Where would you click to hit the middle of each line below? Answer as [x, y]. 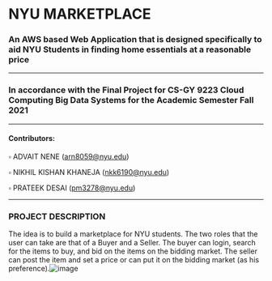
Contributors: [32, 138]
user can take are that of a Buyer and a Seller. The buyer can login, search [132, 243]
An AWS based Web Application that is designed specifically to [135, 40]
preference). [29, 269]
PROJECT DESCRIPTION [57, 216]
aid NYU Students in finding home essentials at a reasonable [130, 49]
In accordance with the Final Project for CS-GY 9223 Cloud [126, 90]
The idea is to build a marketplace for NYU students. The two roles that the [133, 234]
